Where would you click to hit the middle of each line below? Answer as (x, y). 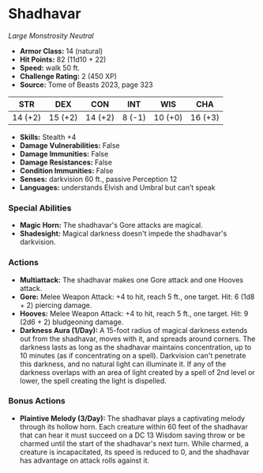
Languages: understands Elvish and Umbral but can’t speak (117, 187)
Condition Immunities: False (66, 170)
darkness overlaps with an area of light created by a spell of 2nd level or (137, 372)
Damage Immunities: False (64, 153)
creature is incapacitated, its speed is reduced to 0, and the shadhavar (135, 452)
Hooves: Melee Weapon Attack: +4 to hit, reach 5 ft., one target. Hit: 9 (134, 313)
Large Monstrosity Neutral (51, 36)
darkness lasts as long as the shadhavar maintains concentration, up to (135, 347)
